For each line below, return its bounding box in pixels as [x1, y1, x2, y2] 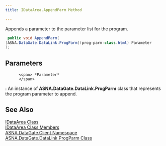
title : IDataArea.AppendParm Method [5, 7, 82, 13]
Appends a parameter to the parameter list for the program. [5, 26, 128, 32]
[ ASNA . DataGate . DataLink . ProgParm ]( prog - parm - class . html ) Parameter [5, 40, 152, 45]
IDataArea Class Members [5, 124, 59, 130]
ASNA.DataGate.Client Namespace [5, 129, 77, 135]
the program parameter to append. [5, 91, 77, 97]
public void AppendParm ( [7, 35, 59, 40]
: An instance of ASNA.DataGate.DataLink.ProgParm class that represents [5, 85, 161, 91]
